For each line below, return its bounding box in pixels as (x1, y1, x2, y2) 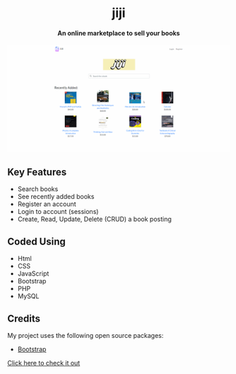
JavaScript (17, 269, 49, 278)
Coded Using (7, 235, 66, 247)
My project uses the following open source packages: (7, 331, 164, 339)
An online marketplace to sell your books (57, 28, 180, 37)
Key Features (7, 166, 67, 178)
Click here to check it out (7, 358, 81, 367)
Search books (17, 185, 59, 193)
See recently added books (17, 193, 95, 201)
